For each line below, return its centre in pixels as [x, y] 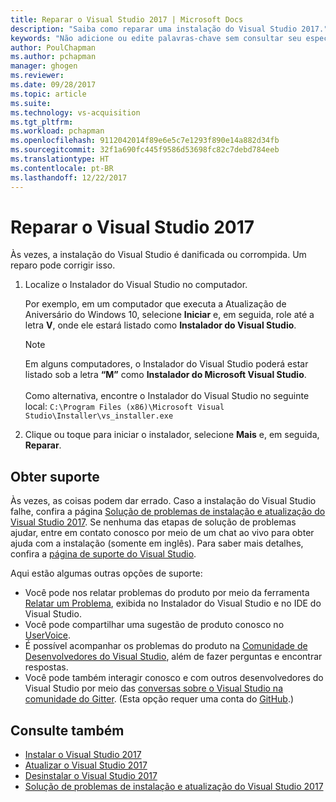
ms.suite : [31, 103]
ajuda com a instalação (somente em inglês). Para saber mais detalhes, [157, 543]
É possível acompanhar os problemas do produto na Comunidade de [166, 646]
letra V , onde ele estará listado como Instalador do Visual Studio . [160, 325]
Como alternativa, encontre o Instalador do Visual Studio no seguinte [167, 396]
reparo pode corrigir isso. [63, 265]
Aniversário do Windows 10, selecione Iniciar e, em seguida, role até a [169, 315]
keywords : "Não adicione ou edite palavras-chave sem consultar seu [156, 38]
